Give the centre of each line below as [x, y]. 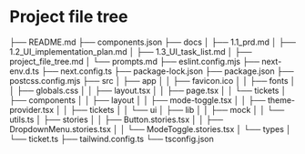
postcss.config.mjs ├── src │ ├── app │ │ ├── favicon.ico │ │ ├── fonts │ [152, 80]
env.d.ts [24, 71]
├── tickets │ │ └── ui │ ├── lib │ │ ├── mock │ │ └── [177, 109]
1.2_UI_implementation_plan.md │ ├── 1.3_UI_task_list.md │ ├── [131, 51]
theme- [281, 100]
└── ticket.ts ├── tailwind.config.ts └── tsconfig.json [112, 139]
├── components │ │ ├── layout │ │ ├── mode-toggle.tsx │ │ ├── [137, 100]
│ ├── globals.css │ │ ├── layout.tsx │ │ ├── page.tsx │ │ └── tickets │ [148, 90]
